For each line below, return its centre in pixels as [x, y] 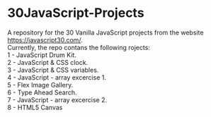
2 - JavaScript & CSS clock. [48, 62]
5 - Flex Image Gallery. [40, 85]
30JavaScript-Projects [76, 13]
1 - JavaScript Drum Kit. [42, 55]
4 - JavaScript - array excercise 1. [57, 77]
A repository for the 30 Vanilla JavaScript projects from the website [105, 32]
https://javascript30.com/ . [45, 39]
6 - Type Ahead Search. [42, 92]
